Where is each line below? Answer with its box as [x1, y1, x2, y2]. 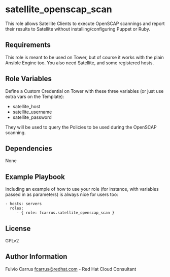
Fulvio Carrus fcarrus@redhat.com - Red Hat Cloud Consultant [5, 266, 137, 272]
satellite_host [12, 103, 41, 109]
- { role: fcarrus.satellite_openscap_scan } [16, 210, 115, 215]
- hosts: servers [5, 202, 42, 207]
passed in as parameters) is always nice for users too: [5, 191, 118, 197]
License [5, 224, 31, 233]
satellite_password [12, 114, 52, 120]
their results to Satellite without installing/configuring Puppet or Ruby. [5, 26, 151, 32]
